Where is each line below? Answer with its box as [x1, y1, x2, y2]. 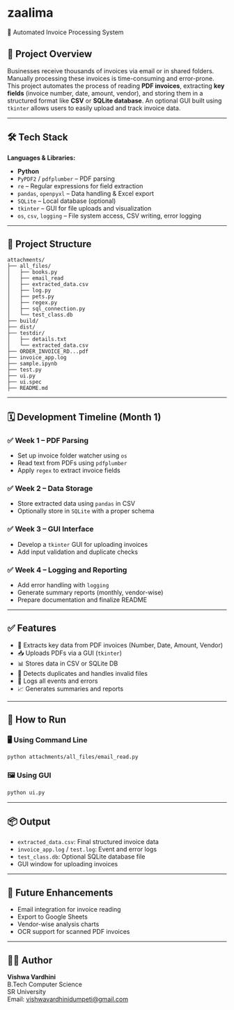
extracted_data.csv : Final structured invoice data [17, 838, 159, 846]
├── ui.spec [7, 379, 42, 386]
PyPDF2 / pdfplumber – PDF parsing [17, 174, 115, 183]
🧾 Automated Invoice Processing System [7, 28, 124, 36]
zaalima [7, 5, 54, 21]
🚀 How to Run [7, 714, 67, 726]
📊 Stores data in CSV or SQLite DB [17, 659, 118, 668]
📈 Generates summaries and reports [17, 684, 124, 693]
